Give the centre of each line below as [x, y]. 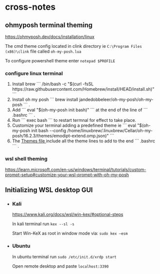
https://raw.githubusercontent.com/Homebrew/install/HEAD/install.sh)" [83, 89]
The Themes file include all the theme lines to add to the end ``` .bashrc [84, 141]
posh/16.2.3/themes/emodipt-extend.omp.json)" [60, 136]
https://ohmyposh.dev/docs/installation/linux [50, 37]
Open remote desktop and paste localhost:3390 [60, 266]
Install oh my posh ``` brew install [45, 99]
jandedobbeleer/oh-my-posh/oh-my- [116, 99]
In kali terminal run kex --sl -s [43, 224]
